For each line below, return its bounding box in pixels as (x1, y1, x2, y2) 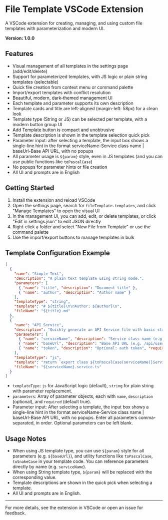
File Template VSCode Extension (5, 4, 144, 15)
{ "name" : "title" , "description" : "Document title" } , (18, 285, 137, 290)
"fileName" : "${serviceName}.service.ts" (14, 364, 101, 369)
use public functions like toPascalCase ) (12, 159, 92, 165)
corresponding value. (12, 474, 56, 480)
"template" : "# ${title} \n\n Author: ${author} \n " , (14, 304, 122, 309)
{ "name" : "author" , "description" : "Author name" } (18, 290, 131, 295)
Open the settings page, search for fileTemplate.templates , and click (12, 202, 156, 208)
